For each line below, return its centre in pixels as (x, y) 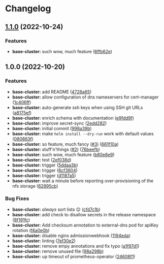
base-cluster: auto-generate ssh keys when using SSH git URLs (78, 107)
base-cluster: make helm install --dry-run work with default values (83, 133)
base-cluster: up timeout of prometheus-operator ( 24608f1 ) (74, 256)
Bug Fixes (17, 198)
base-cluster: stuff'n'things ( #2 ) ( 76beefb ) (56, 149)
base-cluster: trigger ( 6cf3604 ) (45, 170)
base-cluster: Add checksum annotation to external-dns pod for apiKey (85, 225)
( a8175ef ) (22, 113)
